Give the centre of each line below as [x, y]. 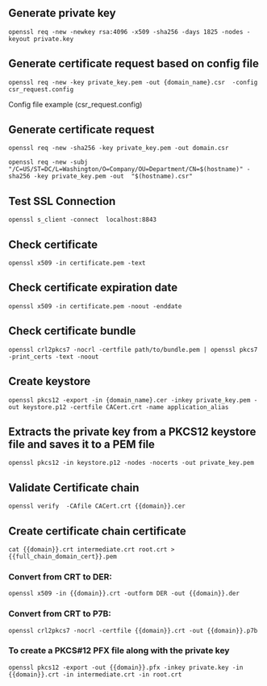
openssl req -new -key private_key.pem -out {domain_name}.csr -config [133, 82]
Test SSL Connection [62, 201]
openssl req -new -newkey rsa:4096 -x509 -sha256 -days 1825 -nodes [126, 31]
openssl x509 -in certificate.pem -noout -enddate [95, 306]
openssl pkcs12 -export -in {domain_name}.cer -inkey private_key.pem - [133, 400]
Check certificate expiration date [93, 288]
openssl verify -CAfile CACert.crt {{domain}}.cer [97, 506]
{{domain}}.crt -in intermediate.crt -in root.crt [95, 674]
